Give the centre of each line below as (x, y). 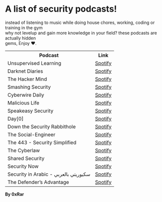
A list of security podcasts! (61, 9)
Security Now (23, 166)
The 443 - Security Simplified (42, 142)
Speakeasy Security (30, 111)
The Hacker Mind (27, 79)
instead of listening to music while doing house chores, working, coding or (80, 22)
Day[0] (16, 119)
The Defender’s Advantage (38, 182)
